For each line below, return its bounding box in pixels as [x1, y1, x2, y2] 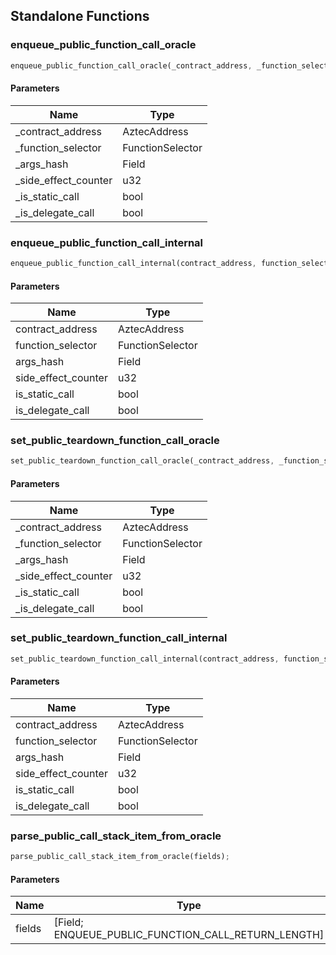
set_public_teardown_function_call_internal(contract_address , [10, 654, 280, 664]
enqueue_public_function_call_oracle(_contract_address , [10, 60, 253, 71]
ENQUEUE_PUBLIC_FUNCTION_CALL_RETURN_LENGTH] [53, 928, 325, 942]
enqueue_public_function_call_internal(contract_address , [10, 259, 257, 269]
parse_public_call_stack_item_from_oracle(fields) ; [10, 852, 230, 862]
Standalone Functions [10, 8, 150, 25]
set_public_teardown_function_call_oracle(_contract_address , [10, 456, 275, 466]
